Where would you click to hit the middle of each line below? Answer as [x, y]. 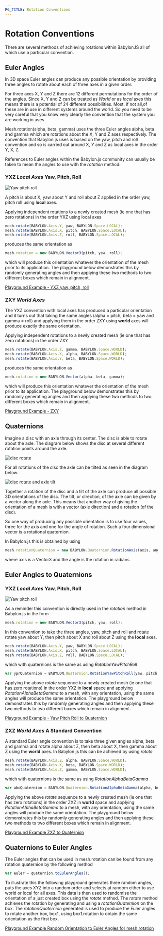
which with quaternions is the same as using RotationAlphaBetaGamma [77, 779]
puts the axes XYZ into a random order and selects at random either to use [80, 888]
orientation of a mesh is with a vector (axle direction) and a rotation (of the [79, 507]
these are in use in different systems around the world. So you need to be [78, 110]
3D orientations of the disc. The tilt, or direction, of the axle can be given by [81, 496]
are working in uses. [25, 120]
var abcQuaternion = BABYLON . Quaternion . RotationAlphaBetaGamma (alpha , [79, 788]
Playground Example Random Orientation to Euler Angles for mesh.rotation [80, 928]
